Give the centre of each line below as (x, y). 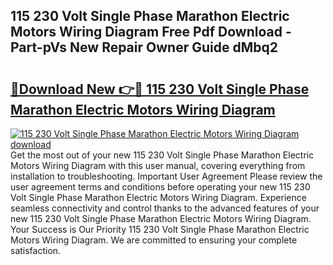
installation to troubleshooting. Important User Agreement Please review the (166, 176)
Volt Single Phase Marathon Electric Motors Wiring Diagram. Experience (158, 197)
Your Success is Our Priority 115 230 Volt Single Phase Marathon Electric (160, 229)
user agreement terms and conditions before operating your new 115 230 (160, 187)
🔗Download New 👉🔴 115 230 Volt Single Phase (160, 89)
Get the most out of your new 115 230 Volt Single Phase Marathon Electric (162, 155)
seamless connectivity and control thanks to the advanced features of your (165, 208)
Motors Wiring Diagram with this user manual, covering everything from (158, 165)
